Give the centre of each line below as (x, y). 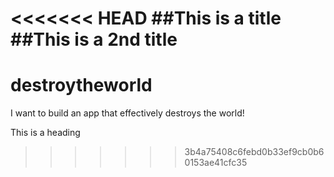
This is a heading (45, 133)
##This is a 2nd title (94, 39)
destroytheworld (81, 85)
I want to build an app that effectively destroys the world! (127, 113)
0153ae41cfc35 (216, 163)
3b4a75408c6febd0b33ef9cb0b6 (254, 152)
